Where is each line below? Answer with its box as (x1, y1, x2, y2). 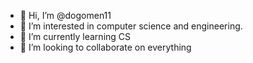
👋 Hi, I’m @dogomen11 (19, 10, 112, 21)
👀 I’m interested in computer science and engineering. (19, 20, 243, 32)
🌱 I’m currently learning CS (19, 31, 132, 42)
